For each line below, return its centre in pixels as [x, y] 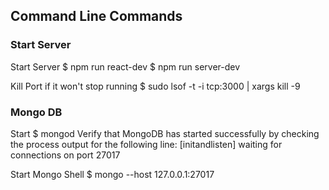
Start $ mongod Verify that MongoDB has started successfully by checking [165, 133]
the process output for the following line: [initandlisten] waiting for [146, 144]
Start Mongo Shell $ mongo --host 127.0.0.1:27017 [112, 174]
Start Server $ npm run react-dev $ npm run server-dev [125, 66]
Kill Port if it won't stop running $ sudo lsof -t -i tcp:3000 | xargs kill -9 [155, 86]
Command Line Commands [96, 16]
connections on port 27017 [65, 155]
